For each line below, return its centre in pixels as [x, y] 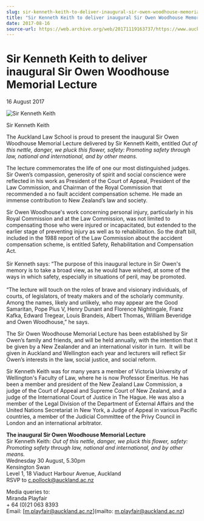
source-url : [21, 29]
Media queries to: [28, 492]
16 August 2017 [25, 102]
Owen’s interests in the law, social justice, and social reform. [81, 360]
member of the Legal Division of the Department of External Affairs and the [100, 404]
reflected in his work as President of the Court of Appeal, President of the [98, 181]
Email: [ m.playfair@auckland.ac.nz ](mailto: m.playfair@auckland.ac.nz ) [96, 511]
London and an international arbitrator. [54, 423]
